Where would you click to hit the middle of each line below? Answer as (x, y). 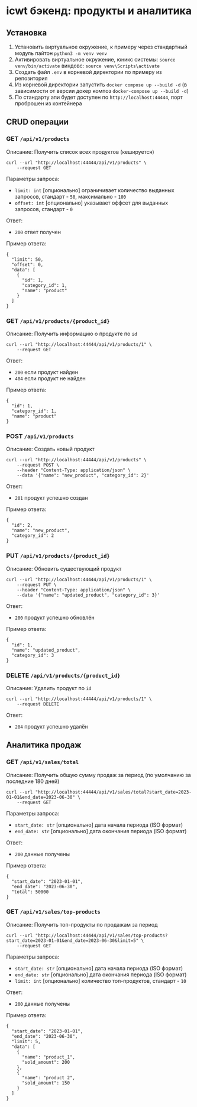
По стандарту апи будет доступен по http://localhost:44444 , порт (99, 97)
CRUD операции (38, 122)
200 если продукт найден (46, 372)
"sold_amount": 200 (46, 1062)
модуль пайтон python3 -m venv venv (61, 53)
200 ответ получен (38, 232)
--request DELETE (38, 704)
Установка (27, 33)
